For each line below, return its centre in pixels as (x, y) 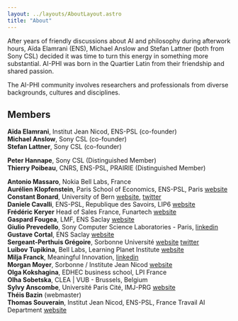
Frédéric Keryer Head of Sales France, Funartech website (92, 212)
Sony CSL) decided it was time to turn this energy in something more (108, 56)
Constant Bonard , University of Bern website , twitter (84, 197)
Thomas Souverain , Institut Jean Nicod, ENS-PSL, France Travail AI (106, 303)
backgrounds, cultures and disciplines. (64, 92)
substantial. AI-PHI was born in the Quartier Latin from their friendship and (116, 63)
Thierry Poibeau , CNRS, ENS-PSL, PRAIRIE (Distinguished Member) (107, 168)
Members (29, 114)
